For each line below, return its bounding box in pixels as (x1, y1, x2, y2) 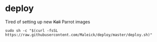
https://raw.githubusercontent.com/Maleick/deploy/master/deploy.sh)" (5, 32, 153, 37)
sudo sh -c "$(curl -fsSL (5, 28, 58, 33)
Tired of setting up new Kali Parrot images (5, 19, 90, 25)
